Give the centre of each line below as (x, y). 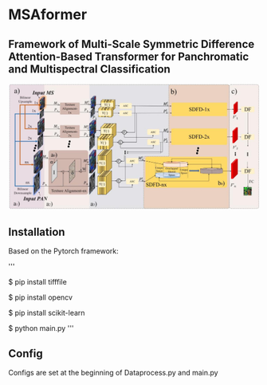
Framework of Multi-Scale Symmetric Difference (132, 44)
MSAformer (48, 15)
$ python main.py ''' (41, 328)
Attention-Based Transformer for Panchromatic (129, 56)
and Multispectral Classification (90, 69)
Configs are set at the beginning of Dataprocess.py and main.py (113, 373)
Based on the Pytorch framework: (64, 251)
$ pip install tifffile (38, 282)
